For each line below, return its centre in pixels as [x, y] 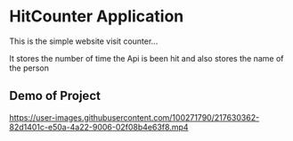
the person [29, 68]
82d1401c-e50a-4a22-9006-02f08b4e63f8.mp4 [99, 127]
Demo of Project [55, 96]
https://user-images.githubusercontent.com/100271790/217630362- [134, 117]
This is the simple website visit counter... [84, 41]
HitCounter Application [97, 17]
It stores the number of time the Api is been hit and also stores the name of [146, 58]
